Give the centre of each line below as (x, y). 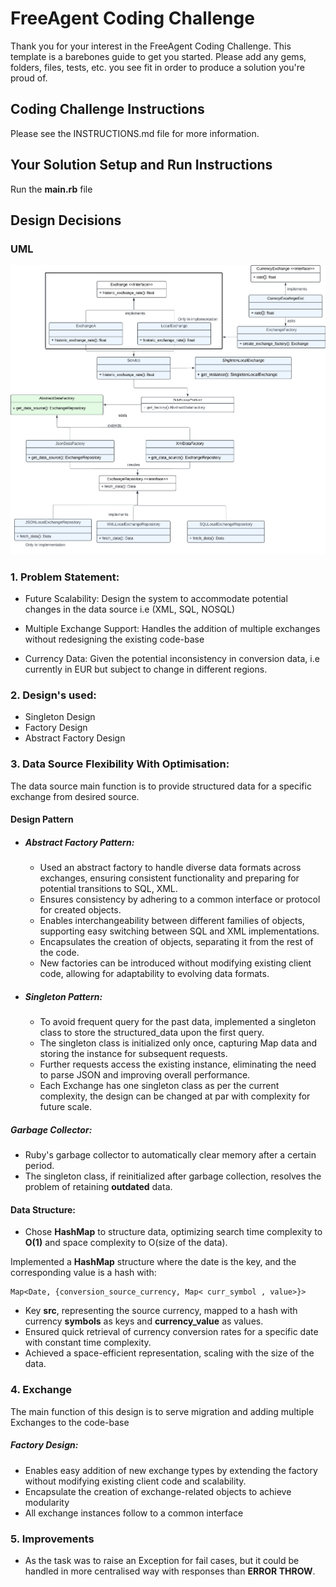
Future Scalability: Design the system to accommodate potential (156, 599)
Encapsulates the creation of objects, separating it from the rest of (176, 942)
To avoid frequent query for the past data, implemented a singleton (178, 1022)
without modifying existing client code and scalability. (135, 1481)
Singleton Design (60, 717)
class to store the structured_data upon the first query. (152, 1033)
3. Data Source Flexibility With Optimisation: (120, 764)
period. (39, 1166)
